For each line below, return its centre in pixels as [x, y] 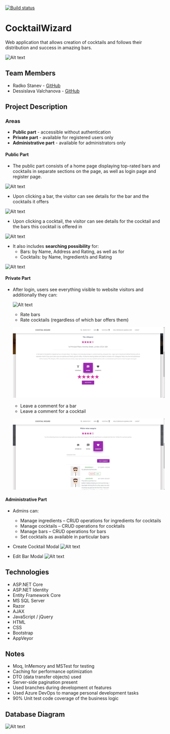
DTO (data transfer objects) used [47, 677]
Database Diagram [35, 714]
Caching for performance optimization [52, 672]
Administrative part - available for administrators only [69, 143]
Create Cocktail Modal [36, 546]
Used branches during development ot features [62, 687]
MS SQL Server [29, 600]
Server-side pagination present [45, 682]
